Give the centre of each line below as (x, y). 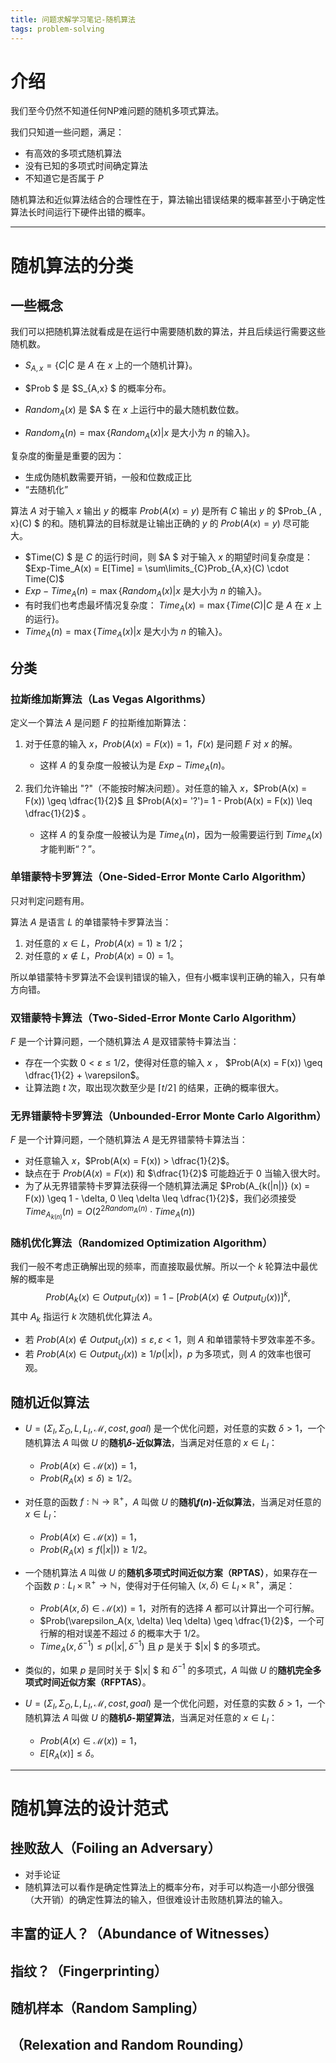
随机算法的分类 (72, 265)
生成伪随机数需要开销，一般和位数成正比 (108, 477)
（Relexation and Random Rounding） (131, 2045)
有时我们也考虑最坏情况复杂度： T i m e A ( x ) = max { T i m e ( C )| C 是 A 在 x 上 (173, 606)
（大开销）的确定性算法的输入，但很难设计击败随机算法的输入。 (156, 1899)
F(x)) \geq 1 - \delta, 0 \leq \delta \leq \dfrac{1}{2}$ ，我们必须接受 (160, 1198)
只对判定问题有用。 (50, 900)
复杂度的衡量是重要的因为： (67, 455)
